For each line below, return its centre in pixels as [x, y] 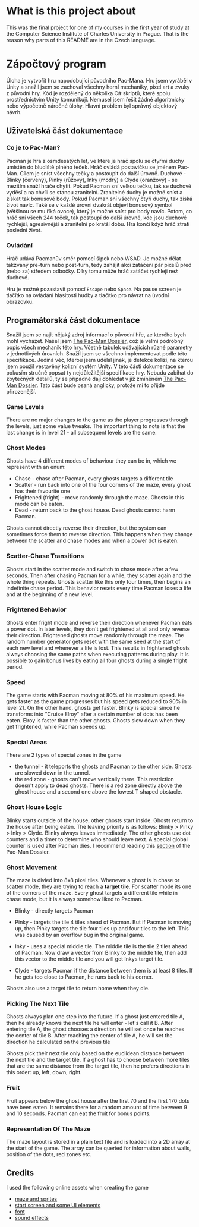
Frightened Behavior [36, 609]
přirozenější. [21, 391]
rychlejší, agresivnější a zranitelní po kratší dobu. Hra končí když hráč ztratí [98, 224]
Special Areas [27, 743]
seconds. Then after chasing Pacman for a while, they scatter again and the [99, 575]
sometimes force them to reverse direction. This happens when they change [99, 534]
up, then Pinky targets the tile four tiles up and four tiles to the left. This [102, 929]
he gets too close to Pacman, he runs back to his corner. [84, 977]
